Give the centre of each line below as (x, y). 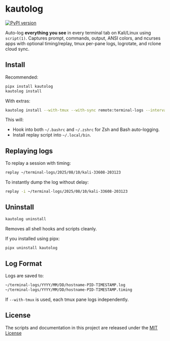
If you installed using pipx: (32, 238)
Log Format (24, 264)
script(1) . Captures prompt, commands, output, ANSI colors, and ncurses (83, 38)
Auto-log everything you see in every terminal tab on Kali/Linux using (78, 32)
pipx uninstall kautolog (31, 248)
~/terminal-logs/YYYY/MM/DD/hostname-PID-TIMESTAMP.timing (69, 290)
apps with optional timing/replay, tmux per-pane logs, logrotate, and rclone (83, 43)
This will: (14, 120)
